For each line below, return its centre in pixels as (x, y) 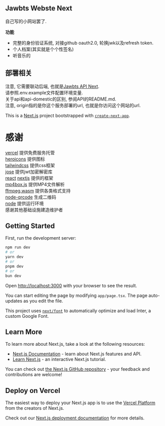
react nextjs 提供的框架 (29, 178)
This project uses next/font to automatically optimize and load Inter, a (78, 310)
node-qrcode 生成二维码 (31, 197)
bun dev (13, 276)
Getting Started (30, 226)
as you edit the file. (43, 301)
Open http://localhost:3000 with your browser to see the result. (71, 285)
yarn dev (14, 257)
